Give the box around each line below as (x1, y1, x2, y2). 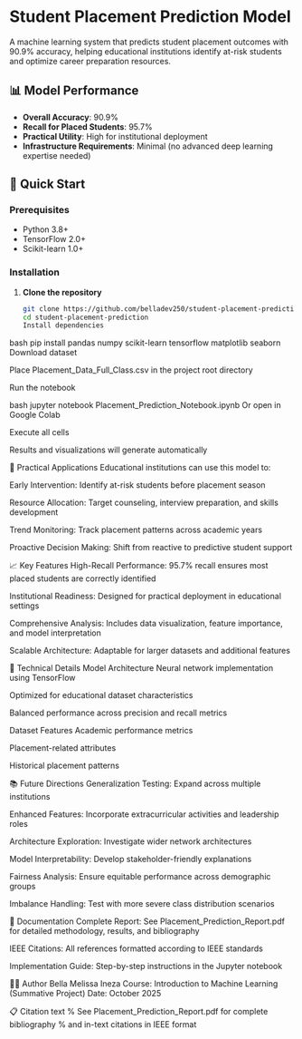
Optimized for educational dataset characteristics (9, 690, 193, 701)
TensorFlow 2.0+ (22, 234, 86, 245)
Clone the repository (22, 286, 102, 297)
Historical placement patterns (9, 760, 120, 772)
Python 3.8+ (22, 224, 70, 235)
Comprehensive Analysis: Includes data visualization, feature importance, (9, 618, 283, 629)
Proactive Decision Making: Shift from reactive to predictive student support (9, 542, 293, 553)
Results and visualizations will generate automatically (9, 444, 208, 455)
